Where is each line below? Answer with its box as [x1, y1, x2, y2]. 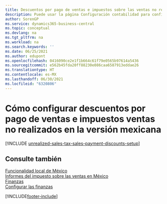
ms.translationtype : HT [5, 68, 55, 73]
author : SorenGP [5, 16, 39, 21]
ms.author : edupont [5, 53, 46, 59]
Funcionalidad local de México [5, 168, 68, 174]
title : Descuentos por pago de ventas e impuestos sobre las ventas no [5, 7, 157, 12]
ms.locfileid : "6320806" [5, 81, 57, 86]
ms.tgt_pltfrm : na [5, 35, 43, 40]
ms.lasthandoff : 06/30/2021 [5, 77, 64, 82]
